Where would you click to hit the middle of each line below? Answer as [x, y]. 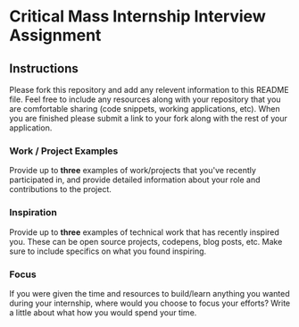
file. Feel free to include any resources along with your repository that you [145, 99]
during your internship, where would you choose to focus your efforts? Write [150, 303]
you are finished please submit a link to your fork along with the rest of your [149, 118]
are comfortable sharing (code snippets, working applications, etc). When [145, 109]
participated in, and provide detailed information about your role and [135, 180]
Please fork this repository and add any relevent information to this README [149, 90]
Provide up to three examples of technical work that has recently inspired [144, 232]
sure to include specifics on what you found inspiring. [108, 251]
